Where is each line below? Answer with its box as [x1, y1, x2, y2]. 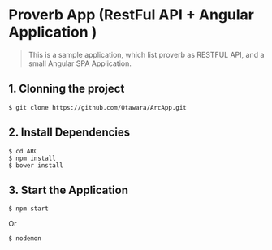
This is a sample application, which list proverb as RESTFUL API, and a [28, 50, 265, 59]
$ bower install [8, 161, 63, 170]
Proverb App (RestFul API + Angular [8, 6, 254, 24]
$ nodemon [8, 235, 42, 243]
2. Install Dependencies [8, 126, 131, 140]
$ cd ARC [8, 147, 38, 155]
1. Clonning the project [8, 82, 125, 96]
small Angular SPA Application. [28, 58, 132, 68]
